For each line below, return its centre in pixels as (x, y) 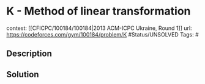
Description (29, 54)
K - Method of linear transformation (99, 11)
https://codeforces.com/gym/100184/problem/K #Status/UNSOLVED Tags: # (102, 34)
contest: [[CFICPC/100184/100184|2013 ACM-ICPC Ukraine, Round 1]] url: (99, 28)
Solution (23, 74)
